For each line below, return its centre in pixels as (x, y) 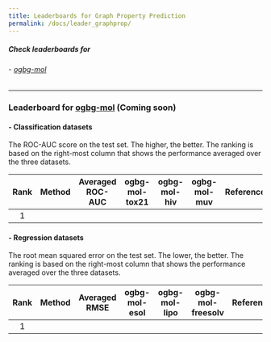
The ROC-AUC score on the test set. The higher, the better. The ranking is (131, 145)
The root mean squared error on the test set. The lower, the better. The (126, 255)
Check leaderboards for (50, 49)
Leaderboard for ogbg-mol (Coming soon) (92, 108)
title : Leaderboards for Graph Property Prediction (97, 16)
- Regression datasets (46, 237)
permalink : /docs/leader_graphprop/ (70, 23)
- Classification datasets (50, 127)
